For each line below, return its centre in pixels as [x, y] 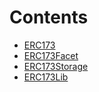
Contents [49, 17]
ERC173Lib [46, 77]
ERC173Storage [56, 66]
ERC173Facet [51, 55]
